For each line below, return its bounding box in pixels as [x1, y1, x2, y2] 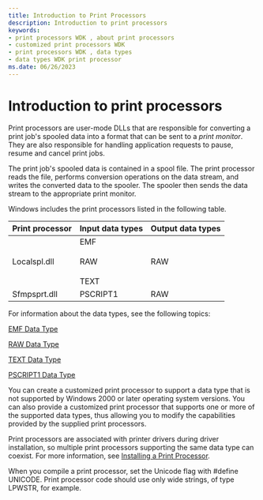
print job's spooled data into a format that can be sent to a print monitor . [8, 131, 243, 141]
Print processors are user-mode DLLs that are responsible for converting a [8, 123, 251, 133]
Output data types [150, 223, 221, 234]
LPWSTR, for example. [8, 483, 81, 492]
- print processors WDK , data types [8, 48, 133, 56]
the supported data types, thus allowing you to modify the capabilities [8, 410, 235, 419]
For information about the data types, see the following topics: [8, 309, 211, 318]
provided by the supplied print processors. [8, 419, 147, 428]
